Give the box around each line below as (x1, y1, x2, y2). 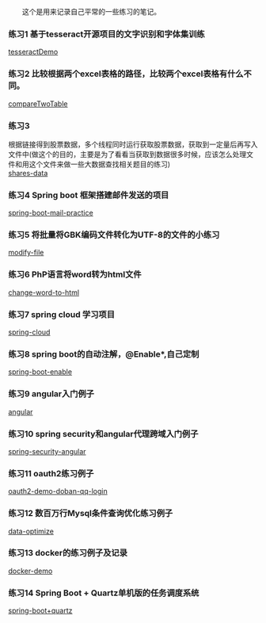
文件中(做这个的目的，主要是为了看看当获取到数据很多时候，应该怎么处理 (8, 149, 247, 159)
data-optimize (8, 526, 54, 536)
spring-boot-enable (8, 367, 73, 376)
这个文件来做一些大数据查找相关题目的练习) (28, 159, 171, 169)
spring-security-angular (8, 446, 86, 456)
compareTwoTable (8, 98, 68, 109)
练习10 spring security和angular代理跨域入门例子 (8, 428, 199, 439)
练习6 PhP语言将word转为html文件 (8, 269, 142, 280)
